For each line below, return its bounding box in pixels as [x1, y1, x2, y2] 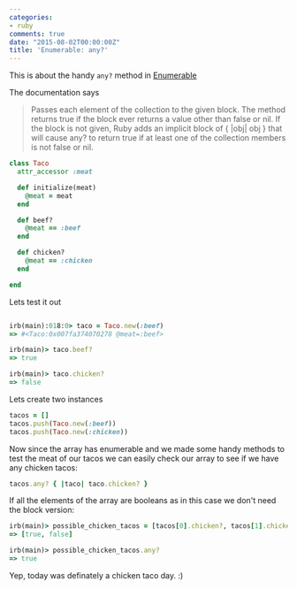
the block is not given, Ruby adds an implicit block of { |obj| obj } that [30, 123, 283, 134]
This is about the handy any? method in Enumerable [9, 70, 197, 80]
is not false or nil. [30, 142, 95, 153]
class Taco [9, 159, 49, 168]
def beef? [17, 216, 53, 225]
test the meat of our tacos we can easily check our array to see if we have [9, 453, 279, 463]
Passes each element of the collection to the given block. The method [30, 104, 286, 115]
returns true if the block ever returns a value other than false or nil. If [30, 114, 281, 125]
